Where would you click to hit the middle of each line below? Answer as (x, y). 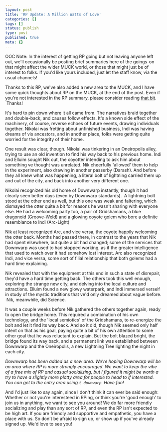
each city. (15, 351)
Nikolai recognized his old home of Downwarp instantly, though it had (77, 190)
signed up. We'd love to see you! (39, 424)
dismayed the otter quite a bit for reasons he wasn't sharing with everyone (82, 206)
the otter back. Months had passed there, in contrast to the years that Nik (81, 237)
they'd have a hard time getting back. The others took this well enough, (78, 278)
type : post (16, 33)
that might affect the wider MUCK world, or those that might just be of (77, 67)
